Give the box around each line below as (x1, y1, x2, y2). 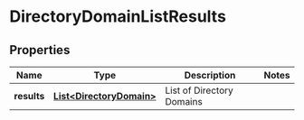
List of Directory (165, 84, 233, 97)
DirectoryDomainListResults (9, 6, 226, 27)
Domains (165, 96, 204, 107)
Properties (9, 42, 71, 58)
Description (184, 69, 236, 81)
